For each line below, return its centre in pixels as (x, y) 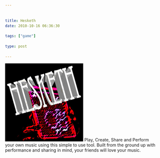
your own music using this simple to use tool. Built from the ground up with (80, 145)
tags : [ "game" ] (20, 36)
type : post (16, 46)
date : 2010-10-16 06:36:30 (32, 26)
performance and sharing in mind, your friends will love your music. (73, 150)
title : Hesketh (20, 20)
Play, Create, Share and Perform (117, 139)
